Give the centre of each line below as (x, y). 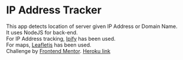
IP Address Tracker (54, 10)
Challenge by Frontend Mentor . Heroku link (58, 51)
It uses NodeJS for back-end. (42, 32)
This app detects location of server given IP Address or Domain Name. (92, 26)
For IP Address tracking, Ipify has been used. (61, 38)
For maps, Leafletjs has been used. (49, 45)
